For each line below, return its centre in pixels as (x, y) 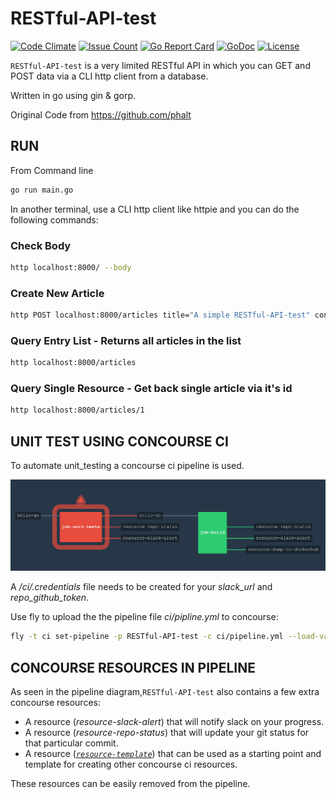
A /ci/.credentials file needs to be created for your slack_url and (141, 587)
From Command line (52, 170)
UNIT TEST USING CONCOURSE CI (119, 441)
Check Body (41, 245)
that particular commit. (71, 743)
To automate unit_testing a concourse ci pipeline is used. (127, 466)
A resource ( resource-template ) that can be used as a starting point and (173, 753)
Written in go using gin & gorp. (73, 95)
